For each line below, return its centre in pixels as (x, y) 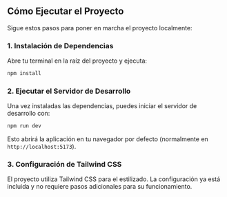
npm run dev (24, 126)
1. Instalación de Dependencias (60, 45)
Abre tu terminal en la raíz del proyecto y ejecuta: (77, 61)
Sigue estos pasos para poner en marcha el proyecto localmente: (100, 28)
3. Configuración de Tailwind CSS (65, 165)
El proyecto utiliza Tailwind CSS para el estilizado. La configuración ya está (114, 179)
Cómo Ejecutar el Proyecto (66, 11)
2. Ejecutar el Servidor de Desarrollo (69, 91)
